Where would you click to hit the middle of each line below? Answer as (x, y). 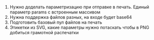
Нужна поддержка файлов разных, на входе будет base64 (71, 17)
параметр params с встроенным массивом (55, 12)
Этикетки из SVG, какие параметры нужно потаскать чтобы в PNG (79, 27)
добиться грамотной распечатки (44, 33)
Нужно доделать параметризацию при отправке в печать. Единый (79, 7)
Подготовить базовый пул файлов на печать (56, 22)
